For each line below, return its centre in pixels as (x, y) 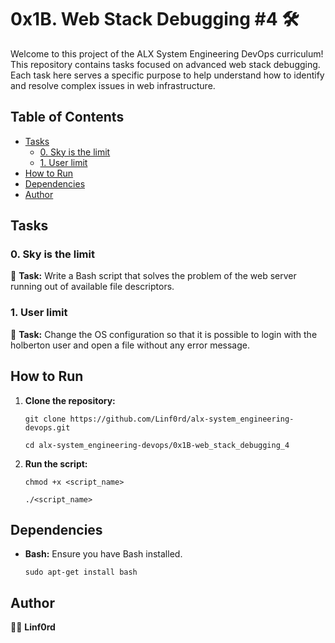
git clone (45, 419)
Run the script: (56, 463)
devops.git (47, 427)
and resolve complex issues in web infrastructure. (113, 85)
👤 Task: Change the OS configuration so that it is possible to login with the (164, 334)
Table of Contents (67, 117)
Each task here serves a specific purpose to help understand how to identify (167, 75)
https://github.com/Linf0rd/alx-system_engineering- (182, 419)
